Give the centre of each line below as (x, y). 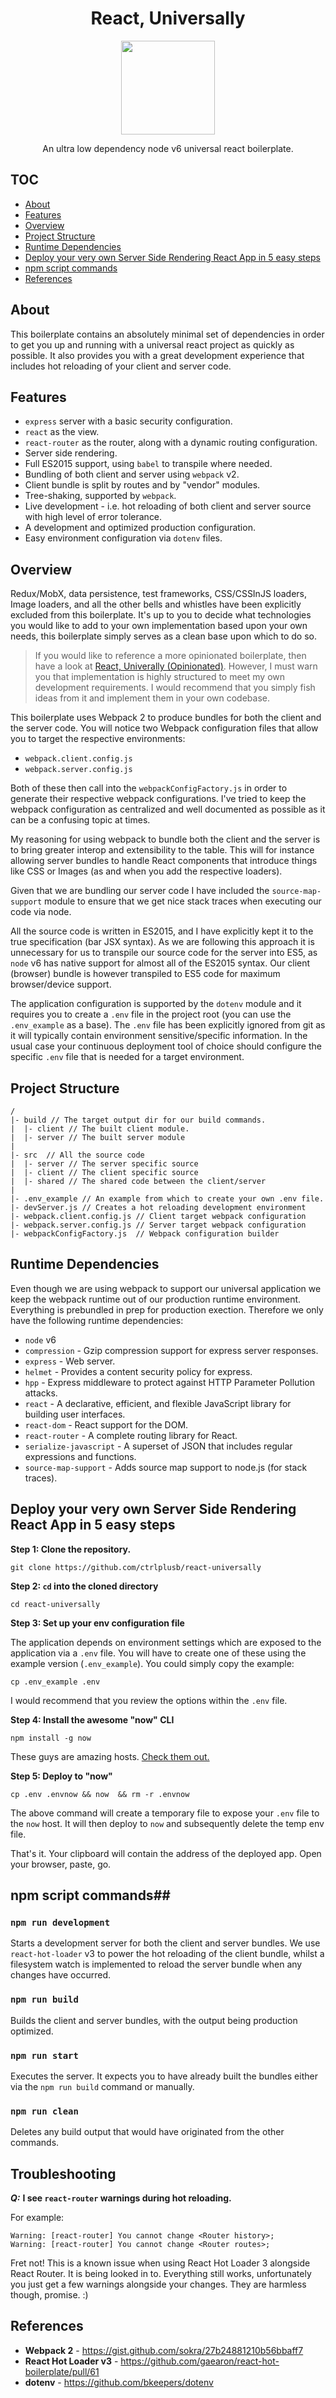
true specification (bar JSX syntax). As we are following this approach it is (162, 942)
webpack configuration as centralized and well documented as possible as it (168, 809)
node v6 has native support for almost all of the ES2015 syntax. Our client (160, 963)
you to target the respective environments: (98, 739)
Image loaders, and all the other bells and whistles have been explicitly (156, 604)
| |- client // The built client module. (100, 1129)
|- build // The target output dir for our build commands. (138, 1120)
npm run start (44, 2055)
